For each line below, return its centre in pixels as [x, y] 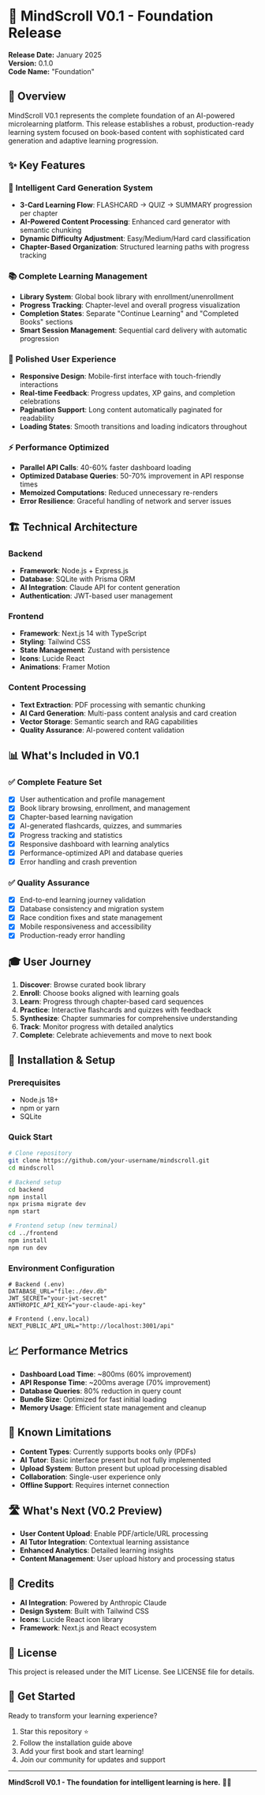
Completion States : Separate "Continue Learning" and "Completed [129, 313]
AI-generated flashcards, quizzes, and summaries [101, 826]
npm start [24, 1211]
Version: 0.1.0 [31, 63]
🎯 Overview [37, 97]
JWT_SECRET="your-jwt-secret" [58, 1298]
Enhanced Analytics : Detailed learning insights [97, 1550]
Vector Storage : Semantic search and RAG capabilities [109, 721]
